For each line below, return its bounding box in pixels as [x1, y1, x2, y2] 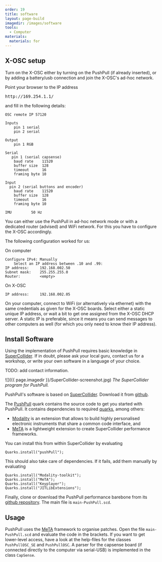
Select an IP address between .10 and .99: [14, 261, 103, 266]
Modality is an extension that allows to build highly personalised [12, 416, 140, 422]
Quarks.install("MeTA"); [5, 477, 55, 482]
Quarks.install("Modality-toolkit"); [5, 473, 81, 478]
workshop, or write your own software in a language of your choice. [5, 358, 141, 364]
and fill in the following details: [5, 102, 66, 108]
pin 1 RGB [14, 142, 34, 147]
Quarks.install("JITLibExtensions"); [5, 486, 81, 491]
